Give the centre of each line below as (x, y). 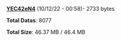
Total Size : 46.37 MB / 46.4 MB (46, 32)
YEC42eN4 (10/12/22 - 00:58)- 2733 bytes (61, 9)
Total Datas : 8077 (29, 20)
